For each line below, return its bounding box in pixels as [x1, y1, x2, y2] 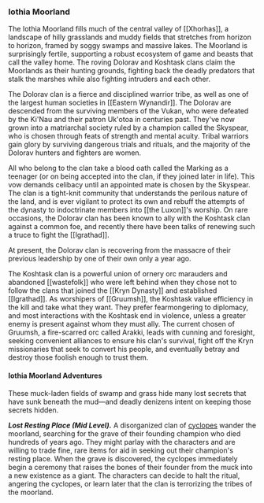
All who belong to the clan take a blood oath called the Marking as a [8, 164, 229, 173]
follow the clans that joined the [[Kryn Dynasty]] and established [8, 286, 218, 295]
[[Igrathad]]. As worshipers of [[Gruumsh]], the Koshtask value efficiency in [8, 294, 254, 304]
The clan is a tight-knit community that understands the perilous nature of [8, 188, 248, 198]
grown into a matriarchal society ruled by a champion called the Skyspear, [8, 123, 249, 132]
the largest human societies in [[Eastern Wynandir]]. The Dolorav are [8, 98, 232, 108]
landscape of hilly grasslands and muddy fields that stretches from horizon [8, 32, 252, 42]
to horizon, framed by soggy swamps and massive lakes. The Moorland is [8, 41, 248, 50]
